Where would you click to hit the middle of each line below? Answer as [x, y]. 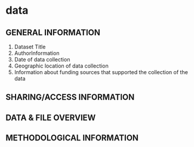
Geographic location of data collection [61, 66]
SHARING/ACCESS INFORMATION [70, 97]
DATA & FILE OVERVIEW [51, 117]
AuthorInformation [37, 53]
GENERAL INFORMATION [53, 33]
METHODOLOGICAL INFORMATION [72, 138]
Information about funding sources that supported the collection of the [101, 72]
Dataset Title [30, 47]
